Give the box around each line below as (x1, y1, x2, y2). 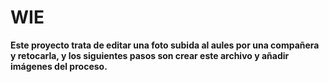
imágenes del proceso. (10, 60, 108, 72)
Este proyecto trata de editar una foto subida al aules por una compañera (10, 39, 320, 51)
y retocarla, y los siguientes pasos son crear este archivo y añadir (10, 49, 290, 61)
